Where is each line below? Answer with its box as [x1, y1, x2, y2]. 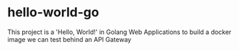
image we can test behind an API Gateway [7, 35, 132, 43]
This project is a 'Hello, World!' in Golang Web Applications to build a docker [7, 28, 232, 36]
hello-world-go [7, 4, 100, 21]
